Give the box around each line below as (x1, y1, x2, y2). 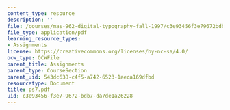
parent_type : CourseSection (7, 67, 88, 74)
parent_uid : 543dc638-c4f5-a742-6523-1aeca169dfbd (7, 73, 155, 81)
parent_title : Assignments (7, 61, 84, 68)
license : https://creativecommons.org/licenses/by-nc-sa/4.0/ (7, 49, 188, 55)
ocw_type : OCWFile (7, 55, 60, 61)
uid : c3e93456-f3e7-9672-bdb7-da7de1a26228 (7, 93, 133, 100)
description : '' (7, 16, 53, 23)
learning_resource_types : (7, 36, 81, 42)
